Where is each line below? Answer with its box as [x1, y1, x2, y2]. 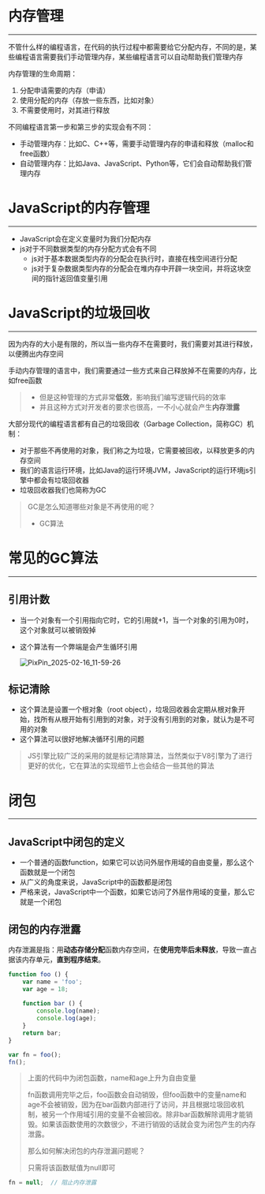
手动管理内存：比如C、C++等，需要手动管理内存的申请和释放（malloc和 [19, 139, 255, 148]
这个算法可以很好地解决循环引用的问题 [19, 735, 144, 744]
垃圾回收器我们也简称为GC [19, 485, 106, 494]
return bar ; [22, 1029, 62, 1037]
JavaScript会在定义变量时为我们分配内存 [19, 234, 152, 243]
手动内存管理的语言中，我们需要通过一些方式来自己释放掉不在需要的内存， [8, 365, 250, 375]
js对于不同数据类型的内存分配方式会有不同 [19, 244, 157, 253]
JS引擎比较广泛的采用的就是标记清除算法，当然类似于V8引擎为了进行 [27, 751, 253, 761]
